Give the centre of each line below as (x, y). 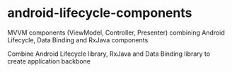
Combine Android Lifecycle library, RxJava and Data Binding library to (109, 54)
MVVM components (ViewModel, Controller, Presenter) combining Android (116, 32)
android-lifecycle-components (100, 13)
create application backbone (49, 61)
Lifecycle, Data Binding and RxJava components (78, 40)
